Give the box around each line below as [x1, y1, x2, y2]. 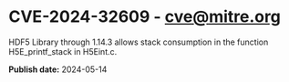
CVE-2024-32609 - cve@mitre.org [8, 6, 282, 27]
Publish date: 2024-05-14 [8, 64, 108, 75]
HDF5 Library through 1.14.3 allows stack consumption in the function [8, 36, 269, 47]
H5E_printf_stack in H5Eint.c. [8, 46, 118, 56]
